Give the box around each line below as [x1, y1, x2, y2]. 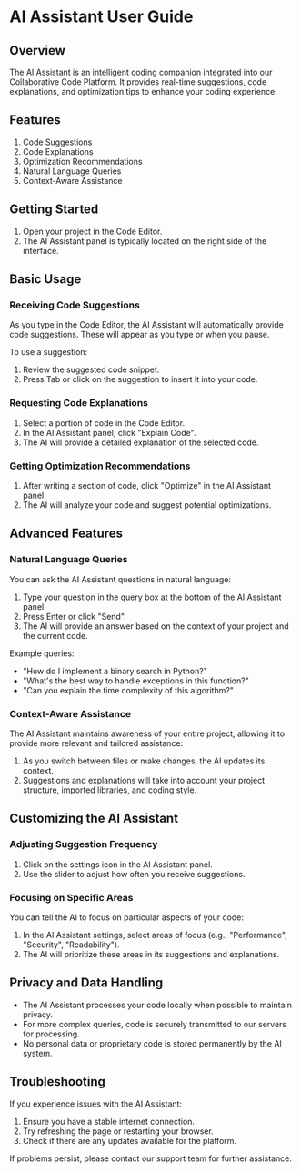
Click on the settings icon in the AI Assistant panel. [22, 858, 214, 870]
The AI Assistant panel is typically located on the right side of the [22, 235, 267, 247]
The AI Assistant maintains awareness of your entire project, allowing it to [9, 728, 285, 739]
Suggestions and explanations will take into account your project [22, 774, 266, 785]
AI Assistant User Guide [9, 6, 194, 27]
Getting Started [9, 202, 99, 217]
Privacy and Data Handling [9, 976, 164, 991]
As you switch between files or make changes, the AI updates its [22, 755, 266, 766]
